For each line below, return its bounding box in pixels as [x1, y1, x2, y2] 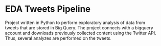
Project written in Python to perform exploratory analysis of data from [5, 20, 145, 25]
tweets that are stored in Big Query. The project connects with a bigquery [5, 24, 153, 30]
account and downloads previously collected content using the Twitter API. [5, 30, 157, 36]
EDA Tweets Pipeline [5, 3, 91, 15]
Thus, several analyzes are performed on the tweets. [5, 35, 112, 41]
